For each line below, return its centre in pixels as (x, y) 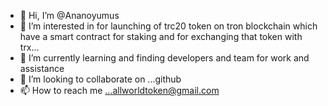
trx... (29, 47)
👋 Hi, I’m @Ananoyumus (69, 15)
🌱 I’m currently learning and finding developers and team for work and (164, 58)
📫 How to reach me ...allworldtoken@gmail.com (119, 90)
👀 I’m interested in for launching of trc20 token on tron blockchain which (168, 26)
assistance (42, 68)
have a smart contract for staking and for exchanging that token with (161, 36)
